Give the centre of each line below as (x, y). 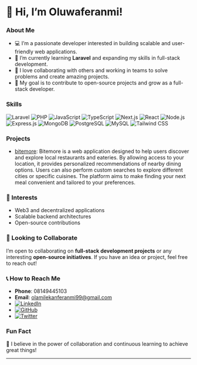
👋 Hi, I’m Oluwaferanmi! (64, 12)
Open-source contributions (47, 223)
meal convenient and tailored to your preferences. (75, 182)
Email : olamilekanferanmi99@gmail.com (63, 297)
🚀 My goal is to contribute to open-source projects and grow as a (93, 83)
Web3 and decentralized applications (60, 210)
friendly (24, 52)
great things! (21, 350)
